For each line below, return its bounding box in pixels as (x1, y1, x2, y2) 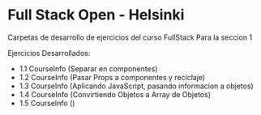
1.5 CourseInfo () (19, 98, 75, 108)
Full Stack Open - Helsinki (7, 6, 185, 24)
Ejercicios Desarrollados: (7, 48, 91, 57)
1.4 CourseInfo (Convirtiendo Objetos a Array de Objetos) (19, 89, 212, 99)
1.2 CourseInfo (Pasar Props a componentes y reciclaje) (19, 72, 206, 82)
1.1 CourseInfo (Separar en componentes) (19, 63, 158, 74)
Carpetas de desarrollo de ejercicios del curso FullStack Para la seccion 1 (7, 32, 253, 42)
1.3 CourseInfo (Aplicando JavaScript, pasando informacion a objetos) (19, 81, 255, 91)
